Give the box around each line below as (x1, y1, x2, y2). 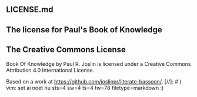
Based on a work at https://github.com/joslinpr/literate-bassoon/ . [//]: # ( (6, 78, 182, 85)
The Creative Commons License (6, 45, 126, 55)
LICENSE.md (6, 5, 54, 15)
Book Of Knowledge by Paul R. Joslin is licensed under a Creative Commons (6, 60, 191, 67)
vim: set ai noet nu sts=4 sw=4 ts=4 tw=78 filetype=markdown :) (6, 84, 164, 91)
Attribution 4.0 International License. (6, 66, 95, 73)
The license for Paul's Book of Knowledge (6, 25, 163, 35)
